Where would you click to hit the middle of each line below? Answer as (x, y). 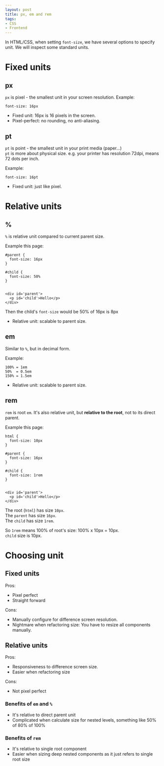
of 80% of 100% (29, 725)
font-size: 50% (25, 276)
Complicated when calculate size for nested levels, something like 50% (84, 720)
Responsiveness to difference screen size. (55, 667)
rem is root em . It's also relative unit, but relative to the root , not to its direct (80, 412)
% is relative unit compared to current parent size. (55, 236)
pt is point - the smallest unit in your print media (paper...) (63, 148)
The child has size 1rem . (30, 521)
